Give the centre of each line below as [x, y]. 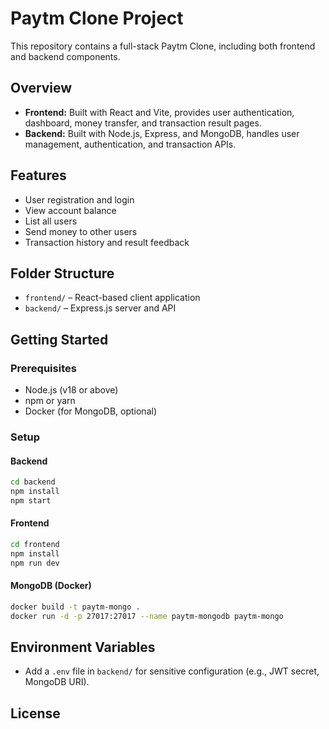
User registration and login [79, 199]
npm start [31, 500]
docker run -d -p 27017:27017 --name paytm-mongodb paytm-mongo [147, 616]
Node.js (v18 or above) [71, 390]
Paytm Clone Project [97, 18]
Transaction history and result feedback [107, 242]
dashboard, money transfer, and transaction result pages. [143, 123]
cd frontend [35, 545]
